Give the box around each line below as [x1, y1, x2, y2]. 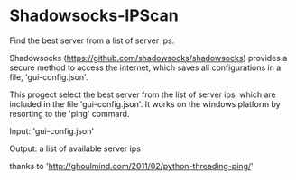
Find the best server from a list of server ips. [9, 35, 175, 46]
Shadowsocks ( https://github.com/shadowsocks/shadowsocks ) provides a [9, 52, 288, 63]
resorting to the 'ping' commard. [9, 108, 130, 119]
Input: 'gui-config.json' [9, 125, 95, 136]
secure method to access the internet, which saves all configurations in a [9, 62, 282, 73]
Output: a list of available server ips [9, 143, 142, 154]
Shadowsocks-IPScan [9, 5, 179, 26]
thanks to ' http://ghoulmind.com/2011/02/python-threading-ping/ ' [9, 160, 254, 171]
